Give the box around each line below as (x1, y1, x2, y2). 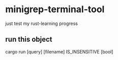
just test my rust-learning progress (5, 20, 78, 26)
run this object (5, 35, 52, 44)
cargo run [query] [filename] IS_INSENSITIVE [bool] (5, 48, 113, 54)
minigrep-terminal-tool (5, 4, 105, 15)
